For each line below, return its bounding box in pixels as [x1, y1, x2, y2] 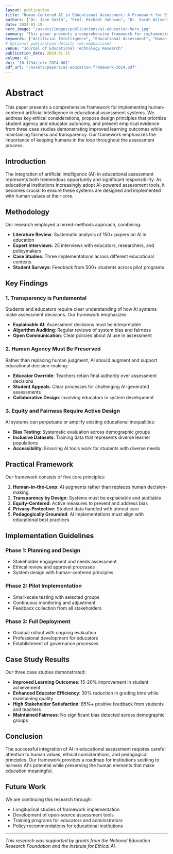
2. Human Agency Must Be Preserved [5, 345, 101, 352]
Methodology [5, 208, 50, 217]
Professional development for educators [12, 635, 98, 641]
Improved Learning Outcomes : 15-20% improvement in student [12, 679, 149, 685]
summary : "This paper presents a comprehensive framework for [5, 31, 142, 37]
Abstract [5, 87, 44, 99]
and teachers [12, 706, 41, 713]
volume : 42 [5, 55, 29, 61]
